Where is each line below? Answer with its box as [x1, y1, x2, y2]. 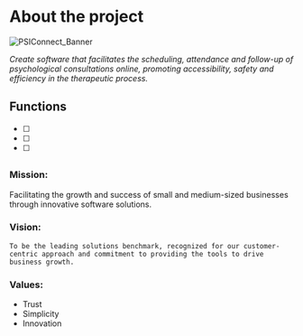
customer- [243, 241, 280, 250]
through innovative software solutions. [9, 199, 151, 210]
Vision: [9, 221, 41, 234]
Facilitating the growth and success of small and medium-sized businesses [9, 189, 289, 200]
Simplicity [22, 309, 60, 320]
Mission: [9, 169, 49, 182]
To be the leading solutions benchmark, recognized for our [9, 241, 241, 250]
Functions [9, 99, 68, 115]
